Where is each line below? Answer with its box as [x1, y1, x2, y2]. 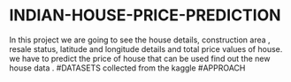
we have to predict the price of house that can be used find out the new [9, 53, 271, 63]
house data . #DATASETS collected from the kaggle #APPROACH [9, 63, 246, 73]
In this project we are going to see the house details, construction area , [9, 34, 272, 45]
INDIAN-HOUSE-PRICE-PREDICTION [9, 5, 281, 26]
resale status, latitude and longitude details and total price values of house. [9, 43, 283, 54]
